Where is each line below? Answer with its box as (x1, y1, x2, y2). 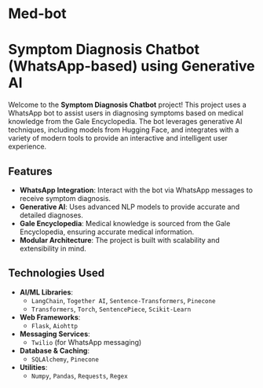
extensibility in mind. (19, 243, 86, 253)
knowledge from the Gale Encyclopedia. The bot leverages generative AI (8, 117, 243, 126)
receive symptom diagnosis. (19, 193, 111, 203)
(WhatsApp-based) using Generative (8, 57, 255, 75)
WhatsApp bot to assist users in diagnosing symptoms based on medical (8, 108, 243, 118)
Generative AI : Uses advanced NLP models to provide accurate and (19, 202, 240, 211)
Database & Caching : (19, 346, 90, 355)
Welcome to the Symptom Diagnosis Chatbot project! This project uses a (8, 100, 247, 110)
